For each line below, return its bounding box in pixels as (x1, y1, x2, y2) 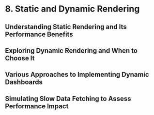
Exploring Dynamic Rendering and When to (5, 46, 138, 55)
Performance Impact (5, 102, 69, 110)
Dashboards (5, 78, 43, 86)
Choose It (5, 54, 35, 62)
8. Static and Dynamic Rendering (5, 3, 140, 14)
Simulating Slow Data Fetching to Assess (5, 94, 131, 102)
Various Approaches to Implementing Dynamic (5, 71, 149, 79)
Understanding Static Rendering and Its (5, 23, 127, 31)
